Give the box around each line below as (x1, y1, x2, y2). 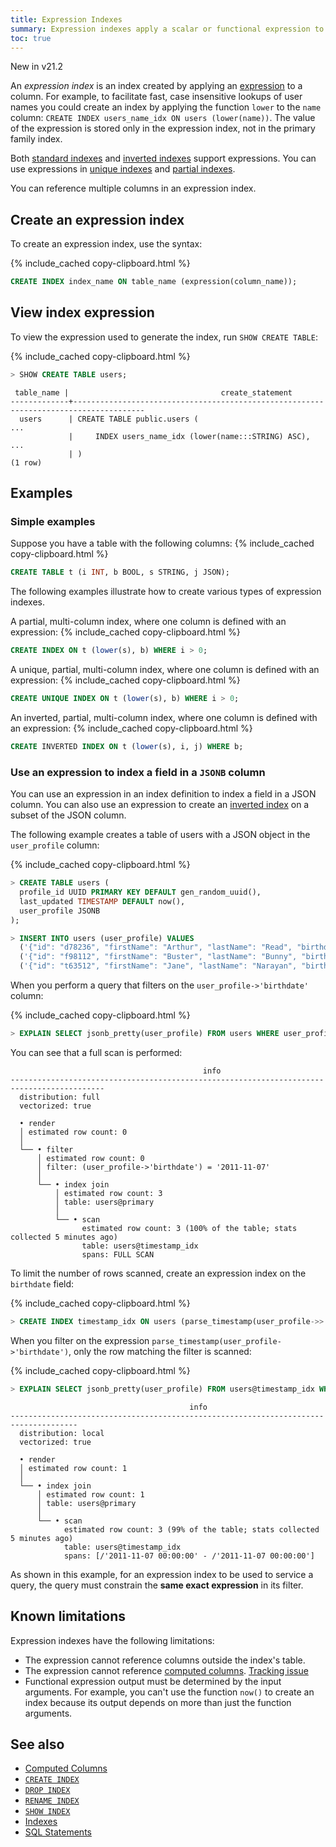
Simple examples (10, 515, 96, 529)
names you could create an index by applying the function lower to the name (10, 101, 322, 113)
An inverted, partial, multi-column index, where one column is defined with (10, 712, 318, 724)
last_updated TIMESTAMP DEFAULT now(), (19, 896, 186, 906)
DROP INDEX (24, 1786, 71, 1796)
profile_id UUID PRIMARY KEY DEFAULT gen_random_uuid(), (19, 887, 262, 898)
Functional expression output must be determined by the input (24, 1675, 282, 1687)
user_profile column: (10, 839, 100, 851)
